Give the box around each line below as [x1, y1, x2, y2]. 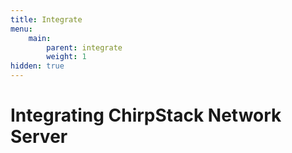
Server [10, 126, 68, 148]
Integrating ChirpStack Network [10, 104, 282, 127]
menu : [10, 24, 33, 34]
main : [28, 33, 52, 43]
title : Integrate [10, 14, 83, 25]
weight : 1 [46, 52, 87, 62]
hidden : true [10, 61, 65, 71]
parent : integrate [46, 42, 123, 53]
